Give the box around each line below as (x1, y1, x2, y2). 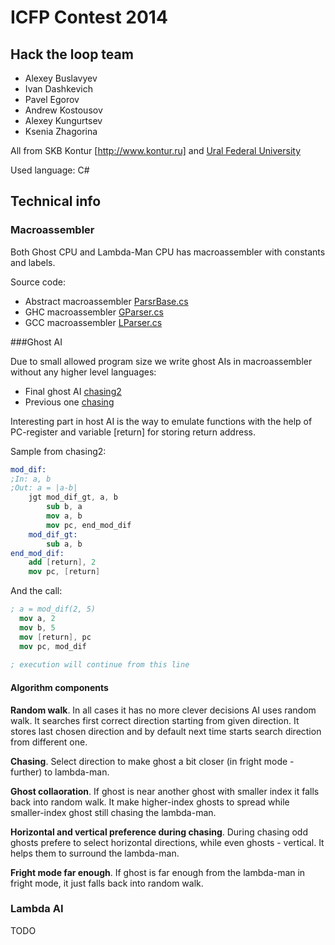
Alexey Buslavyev (24, 72, 98, 84)
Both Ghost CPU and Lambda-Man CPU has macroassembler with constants (10, 246, 326, 258)
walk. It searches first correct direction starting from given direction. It (10, 714, 300, 726)
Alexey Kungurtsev (24, 115, 103, 126)
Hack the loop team (10, 46, 134, 63)
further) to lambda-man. (10, 766, 110, 778)
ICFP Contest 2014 (10, 6, 168, 29)
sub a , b (46, 539, 83, 549)
